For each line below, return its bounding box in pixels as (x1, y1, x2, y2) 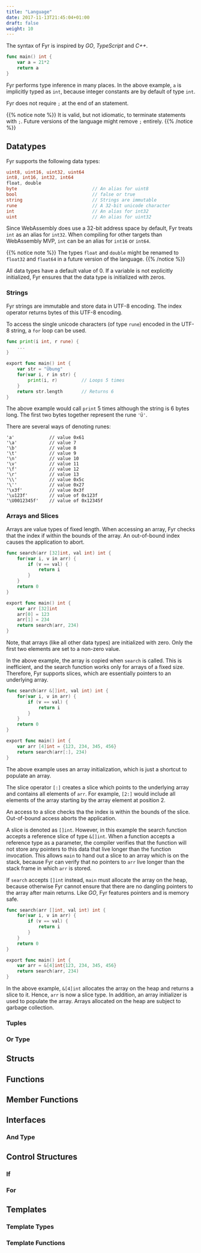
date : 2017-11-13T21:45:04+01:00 (6, 14, 90, 20)
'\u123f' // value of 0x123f (6, 493, 98, 499)
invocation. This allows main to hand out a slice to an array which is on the (6, 851, 189, 859)
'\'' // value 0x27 (6, 482, 85, 488)
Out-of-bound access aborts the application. (6, 814, 117, 822)
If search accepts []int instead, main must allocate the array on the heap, (6, 876, 188, 883)
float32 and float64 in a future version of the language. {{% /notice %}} (6, 255, 185, 263)
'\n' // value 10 (6, 456, 79, 462)
